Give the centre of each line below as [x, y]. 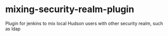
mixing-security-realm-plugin [70, 9]
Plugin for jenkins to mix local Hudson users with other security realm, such [84, 23]
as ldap [13, 28]
